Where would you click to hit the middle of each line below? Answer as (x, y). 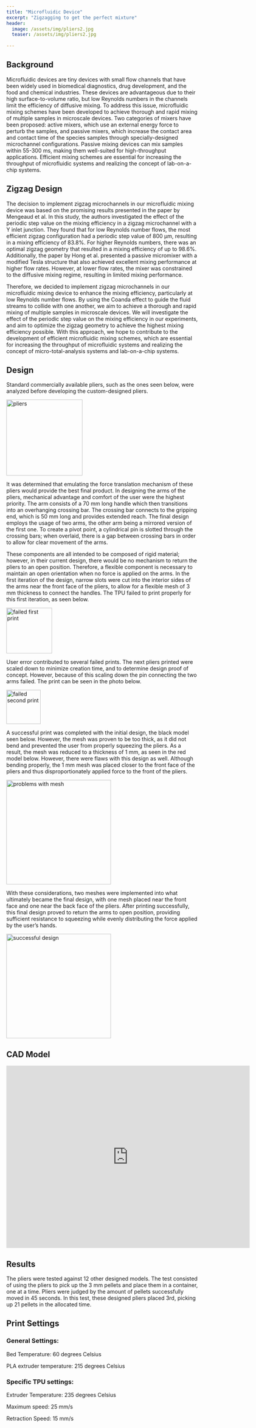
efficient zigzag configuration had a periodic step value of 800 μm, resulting (102, 236)
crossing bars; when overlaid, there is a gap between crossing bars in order (101, 536)
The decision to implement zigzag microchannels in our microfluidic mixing (100, 204)
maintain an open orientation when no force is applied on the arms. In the (98, 574)
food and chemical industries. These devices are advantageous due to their (101, 92)
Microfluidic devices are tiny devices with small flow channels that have (96, 79)
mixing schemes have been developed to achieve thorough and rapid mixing (102, 112)
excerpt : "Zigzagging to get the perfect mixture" (72, 18)
